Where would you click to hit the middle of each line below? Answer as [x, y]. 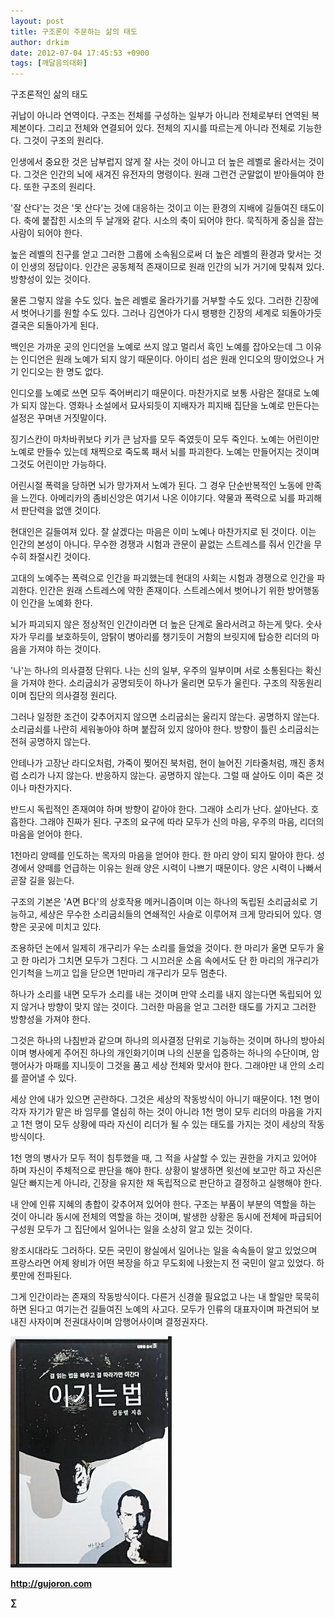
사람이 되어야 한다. [46, 233]
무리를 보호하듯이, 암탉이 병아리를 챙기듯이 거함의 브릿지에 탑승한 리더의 [169, 637]
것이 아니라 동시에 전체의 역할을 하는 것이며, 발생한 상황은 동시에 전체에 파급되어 [166, 1217]
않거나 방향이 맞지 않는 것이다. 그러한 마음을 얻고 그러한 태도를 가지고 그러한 [168, 1007]
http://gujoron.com [51, 1584]
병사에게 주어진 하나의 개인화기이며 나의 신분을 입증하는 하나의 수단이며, [169, 1053]
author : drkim [40, 42]
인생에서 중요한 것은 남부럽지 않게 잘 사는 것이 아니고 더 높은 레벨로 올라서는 [158, 162]
